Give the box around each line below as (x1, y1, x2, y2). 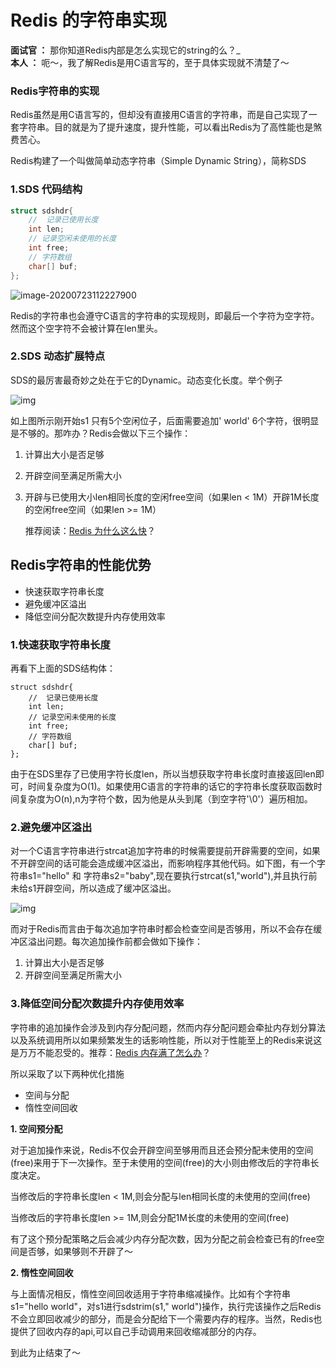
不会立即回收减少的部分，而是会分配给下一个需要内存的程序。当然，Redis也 (10, 1312, 323, 1325)
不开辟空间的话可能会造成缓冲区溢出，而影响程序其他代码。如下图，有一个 (10, 857, 317, 870)
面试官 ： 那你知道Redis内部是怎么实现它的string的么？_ (10, 44, 241, 56)
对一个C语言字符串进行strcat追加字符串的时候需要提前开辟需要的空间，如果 (10, 845, 321, 857)
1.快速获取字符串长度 (10, 637, 111, 651)
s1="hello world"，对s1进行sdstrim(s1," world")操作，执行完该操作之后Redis (10, 1300, 322, 1312)
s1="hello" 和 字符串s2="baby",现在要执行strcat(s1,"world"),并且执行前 (27, 870, 318, 882)
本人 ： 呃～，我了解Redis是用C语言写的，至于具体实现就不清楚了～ (10, 56, 290, 68)
